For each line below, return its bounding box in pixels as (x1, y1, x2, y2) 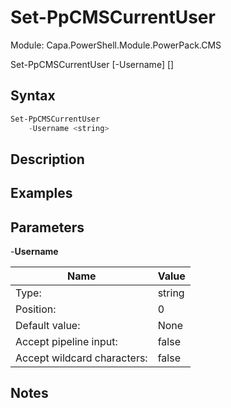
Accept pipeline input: (15, 335, 118, 349)
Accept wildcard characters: (15, 351, 148, 365)
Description (10, 151, 85, 168)
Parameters (10, 219, 85, 236)
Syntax (10, 87, 56, 105)
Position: (15, 302, 57, 316)
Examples (10, 185, 73, 202)
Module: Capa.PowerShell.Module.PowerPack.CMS (10, 39, 222, 51)
